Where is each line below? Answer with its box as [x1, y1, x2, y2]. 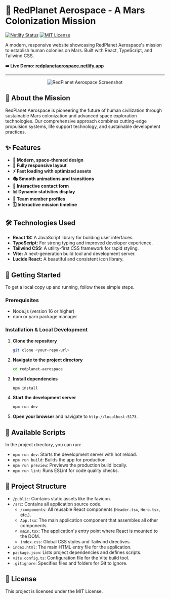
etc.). [20, 511, 31, 518]
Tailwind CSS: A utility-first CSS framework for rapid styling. [12, 245, 139, 251]
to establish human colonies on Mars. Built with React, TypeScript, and [5, 47, 153, 53]
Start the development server [12, 395, 76, 401]
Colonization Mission [5, 15, 96, 27]
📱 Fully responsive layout [12, 162, 67, 168]
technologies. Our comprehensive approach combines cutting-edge [5, 118, 147, 124]
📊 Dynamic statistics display [12, 188, 75, 194]
